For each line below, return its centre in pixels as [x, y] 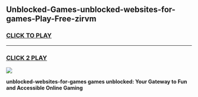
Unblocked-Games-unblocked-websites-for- [91, 10]
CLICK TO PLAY [29, 36]
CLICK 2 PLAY [27, 58]
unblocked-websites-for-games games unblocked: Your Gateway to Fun [97, 81]
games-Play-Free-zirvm [51, 19]
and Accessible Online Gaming [44, 88]
